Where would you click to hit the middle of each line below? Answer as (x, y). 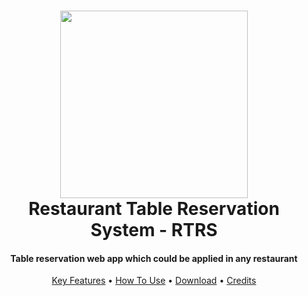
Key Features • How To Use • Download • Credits (154, 281)
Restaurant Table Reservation (154, 209)
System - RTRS (154, 230)
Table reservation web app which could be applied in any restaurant (154, 258)
